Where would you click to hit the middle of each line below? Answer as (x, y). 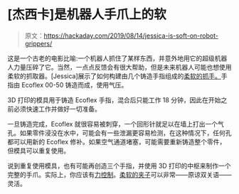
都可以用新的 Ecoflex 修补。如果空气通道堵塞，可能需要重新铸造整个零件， (117, 141)
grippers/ (38, 43)
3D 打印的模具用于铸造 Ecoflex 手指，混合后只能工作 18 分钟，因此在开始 (114, 99)
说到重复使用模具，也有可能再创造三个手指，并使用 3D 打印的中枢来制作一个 (119, 166)
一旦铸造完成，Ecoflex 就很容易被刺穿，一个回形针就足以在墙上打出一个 (113, 124)
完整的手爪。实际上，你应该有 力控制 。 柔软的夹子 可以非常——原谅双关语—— (119, 174)
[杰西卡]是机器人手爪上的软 (87, 15)
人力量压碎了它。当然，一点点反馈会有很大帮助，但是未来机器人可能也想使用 (119, 67)
